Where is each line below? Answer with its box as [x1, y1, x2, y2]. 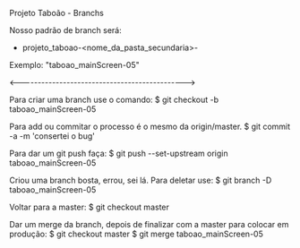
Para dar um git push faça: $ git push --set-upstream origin [9, 148, 228, 158]
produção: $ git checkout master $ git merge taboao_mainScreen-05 [9, 228, 264, 239]
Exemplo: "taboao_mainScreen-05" [9, 60, 141, 70]
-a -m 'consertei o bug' [9, 131, 96, 141]
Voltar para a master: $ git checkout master [9, 201, 170, 212]
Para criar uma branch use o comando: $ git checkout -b [9, 94, 219, 105]
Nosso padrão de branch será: [9, 25, 123, 35]
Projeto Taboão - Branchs [9, 8, 105, 18]
